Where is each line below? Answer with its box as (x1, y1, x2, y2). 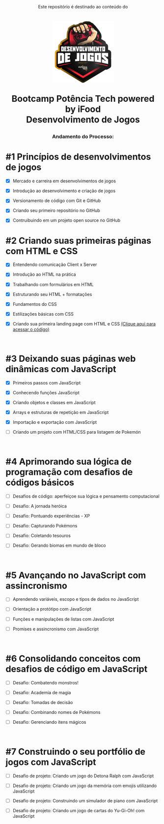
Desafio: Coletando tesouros (12, 532, 71, 539)
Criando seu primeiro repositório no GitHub (12, 207, 100, 213)
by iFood (65, 104, 101, 115)
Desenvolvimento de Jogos (26, 114, 140, 125)
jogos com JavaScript (5, 757, 96, 768)
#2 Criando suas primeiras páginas (5, 235, 152, 246)
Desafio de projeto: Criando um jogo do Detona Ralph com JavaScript (12, 773, 154, 779)
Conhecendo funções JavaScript (12, 389, 80, 395)
